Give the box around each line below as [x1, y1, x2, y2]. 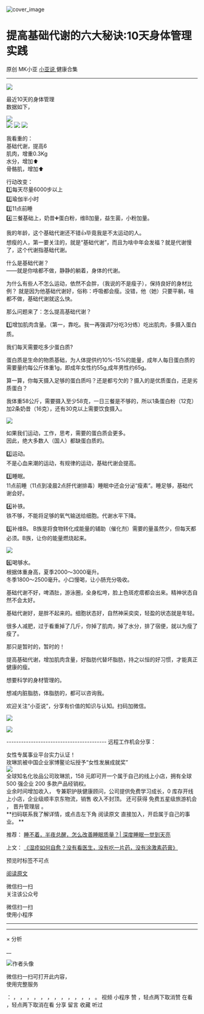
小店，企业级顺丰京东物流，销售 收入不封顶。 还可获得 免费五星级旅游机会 [11, 795, 197, 802]
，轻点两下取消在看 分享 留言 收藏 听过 [6, 1001, 103, 1008]
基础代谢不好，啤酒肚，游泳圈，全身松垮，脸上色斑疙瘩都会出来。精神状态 [6, 588, 192, 596]
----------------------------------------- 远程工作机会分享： [6, 738, 156, 745]
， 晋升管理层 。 [6, 803, 47, 810]
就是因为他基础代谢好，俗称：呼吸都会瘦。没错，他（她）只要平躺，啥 [18, 287, 194, 295]
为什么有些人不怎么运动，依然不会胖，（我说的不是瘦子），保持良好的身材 [6, 280, 187, 287]
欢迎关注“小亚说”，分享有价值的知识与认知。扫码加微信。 [6, 702, 150, 709]
